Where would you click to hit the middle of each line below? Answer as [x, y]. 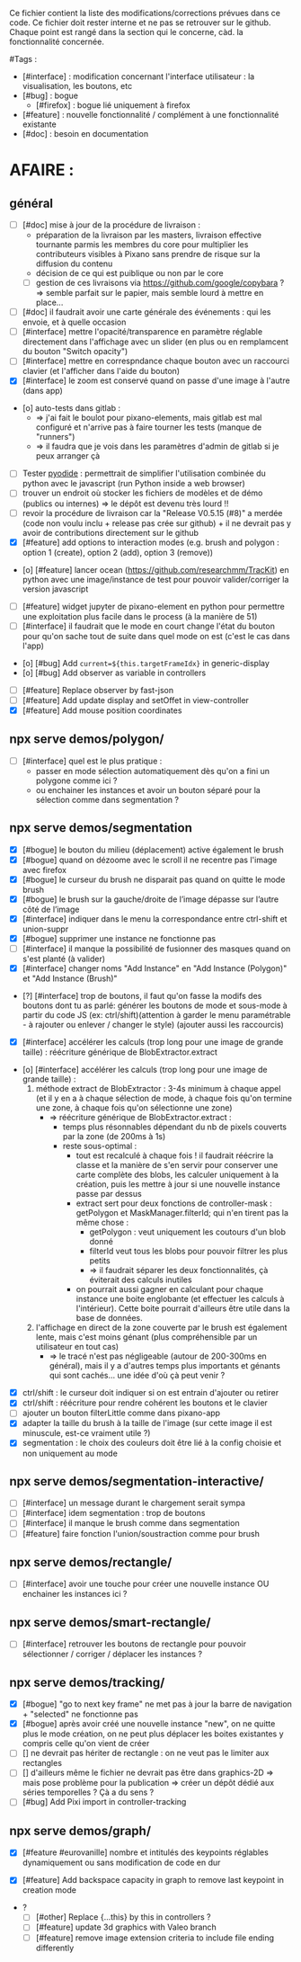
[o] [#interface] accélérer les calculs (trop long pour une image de [145, 1070]
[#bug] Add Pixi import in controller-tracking [104, 1802]
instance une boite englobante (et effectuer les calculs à [180, 1299]
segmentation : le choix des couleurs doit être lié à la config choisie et [152, 1443]
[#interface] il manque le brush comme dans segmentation [131, 1523]
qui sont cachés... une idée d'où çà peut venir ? [137, 1376]
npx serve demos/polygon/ [87, 740]
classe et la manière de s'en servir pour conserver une [177, 1165]
